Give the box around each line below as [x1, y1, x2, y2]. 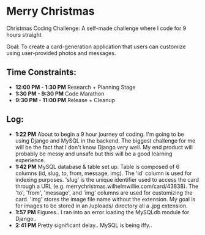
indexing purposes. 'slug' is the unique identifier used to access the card [15, 176, 199, 183]
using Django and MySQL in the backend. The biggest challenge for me [15, 136, 196, 144]
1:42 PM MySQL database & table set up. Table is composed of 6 [15, 163, 180, 170]
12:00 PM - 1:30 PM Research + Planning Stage [15, 83, 136, 91]
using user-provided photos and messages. [6, 49, 116, 56]
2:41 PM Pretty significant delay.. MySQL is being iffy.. [15, 222, 152, 229]
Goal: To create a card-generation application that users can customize [6, 43, 187, 50]
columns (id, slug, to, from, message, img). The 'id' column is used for [15, 170, 192, 177]
